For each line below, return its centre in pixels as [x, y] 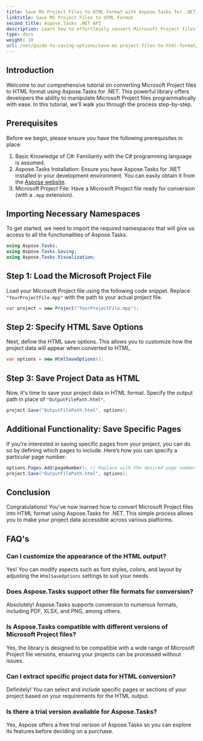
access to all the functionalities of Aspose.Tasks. [67, 235]
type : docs [20, 35]
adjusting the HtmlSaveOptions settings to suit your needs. [78, 576]
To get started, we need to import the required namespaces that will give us [101, 229]
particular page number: [36, 457]
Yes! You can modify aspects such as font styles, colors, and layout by [94, 569]
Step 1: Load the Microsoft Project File [79, 276]
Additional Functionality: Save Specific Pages [94, 429]
